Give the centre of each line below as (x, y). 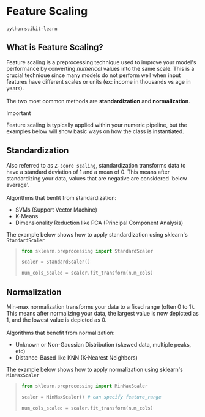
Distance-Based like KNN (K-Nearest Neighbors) (76, 358)
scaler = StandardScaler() (56, 262)
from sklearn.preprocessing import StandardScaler (87, 251)
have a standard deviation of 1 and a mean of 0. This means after (88, 172)
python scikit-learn (32, 29)
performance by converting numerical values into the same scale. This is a (100, 68)
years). (15, 88)
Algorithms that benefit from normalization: (61, 333)
